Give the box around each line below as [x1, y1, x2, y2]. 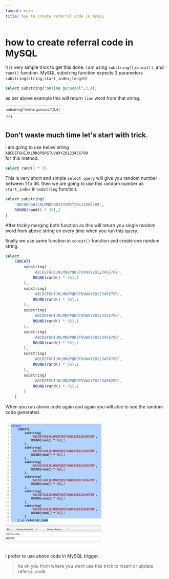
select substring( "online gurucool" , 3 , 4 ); [5, 86, 97, 91]
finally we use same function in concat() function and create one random [5, 237, 160, 244]
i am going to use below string [5, 144, 69, 151]
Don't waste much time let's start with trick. [5, 130, 149, 139]
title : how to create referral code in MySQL [5, 13, 104, 19]
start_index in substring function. [5, 186, 78, 192]
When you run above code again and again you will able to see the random [5, 404, 163, 410]
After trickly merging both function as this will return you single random [5, 222, 156, 228]
